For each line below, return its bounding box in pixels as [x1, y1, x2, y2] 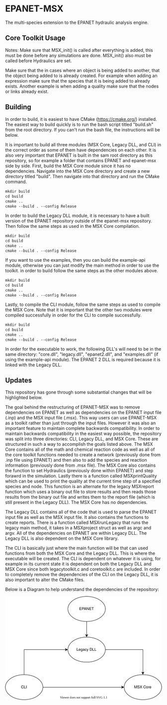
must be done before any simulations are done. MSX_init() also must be [5, 52, 152, 58]
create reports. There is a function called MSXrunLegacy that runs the [5, 519, 149, 525]
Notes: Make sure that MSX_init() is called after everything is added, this [5, 47, 153, 53]
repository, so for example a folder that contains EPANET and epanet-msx [5, 157, 157, 163]
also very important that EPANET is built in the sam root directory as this [5, 152, 153, 158]
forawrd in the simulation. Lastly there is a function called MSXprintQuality [5, 473, 158, 479]
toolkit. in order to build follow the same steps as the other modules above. [5, 267, 158, 274]
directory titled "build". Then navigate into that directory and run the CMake [5, 173, 160, 179]
